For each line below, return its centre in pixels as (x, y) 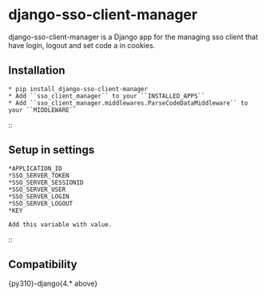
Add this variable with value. (60, 224)
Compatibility (43, 264)
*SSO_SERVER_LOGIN (39, 196)
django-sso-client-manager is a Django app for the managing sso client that (133, 37)
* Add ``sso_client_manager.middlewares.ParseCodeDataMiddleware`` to (128, 103)
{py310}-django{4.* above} (53, 284)
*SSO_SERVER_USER (37, 190)
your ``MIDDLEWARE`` (43, 110)
